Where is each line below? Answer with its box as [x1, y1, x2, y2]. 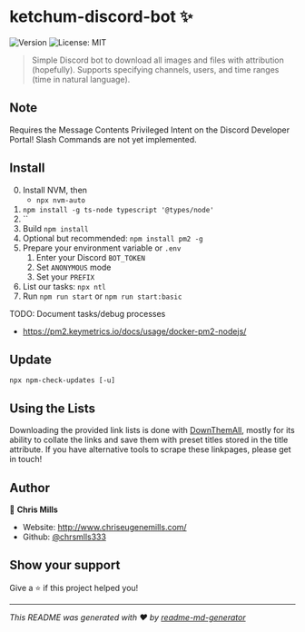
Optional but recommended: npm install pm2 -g [22, 232, 203, 243]
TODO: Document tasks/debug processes [9, 308, 166, 319]
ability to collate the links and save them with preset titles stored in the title [9, 434, 289, 446]
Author [9, 479, 50, 496]
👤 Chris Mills [9, 504, 59, 515]
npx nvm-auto [35, 195, 86, 205]
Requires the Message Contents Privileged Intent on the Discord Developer [9, 124, 290, 135]
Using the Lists [9, 400, 96, 416]
